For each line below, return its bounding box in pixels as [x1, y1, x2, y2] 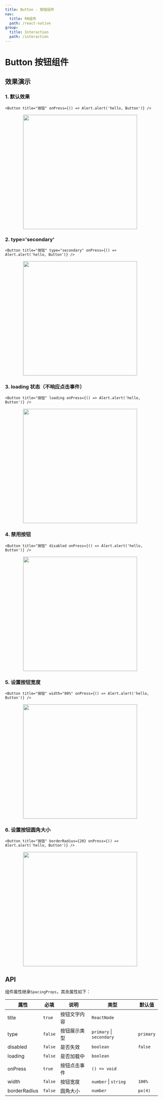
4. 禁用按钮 [5, 531, 31, 538]
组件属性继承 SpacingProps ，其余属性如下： [5, 989, 91, 995]
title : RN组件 [9, 16, 36, 21]
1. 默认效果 [5, 93, 30, 100]
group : [5, 25, 18, 30]
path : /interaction [9, 35, 49, 39]
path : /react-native [9, 20, 51, 26]
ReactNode [91, 1015, 114, 1021]
